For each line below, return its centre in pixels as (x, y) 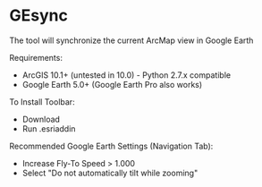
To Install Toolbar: (42, 102)
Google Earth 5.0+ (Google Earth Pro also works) (112, 84)
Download (41, 119)
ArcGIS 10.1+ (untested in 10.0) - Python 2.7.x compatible (126, 75)
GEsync (39, 16)
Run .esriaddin (49, 128)
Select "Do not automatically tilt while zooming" (110, 173)
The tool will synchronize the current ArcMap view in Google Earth (131, 40)
